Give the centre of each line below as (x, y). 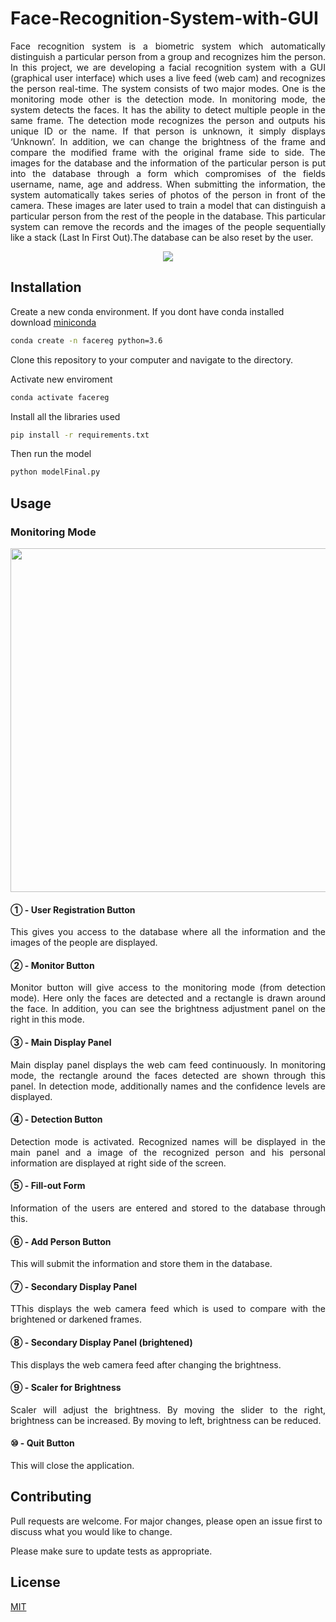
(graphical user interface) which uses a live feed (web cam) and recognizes (168, 78)
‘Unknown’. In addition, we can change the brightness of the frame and (168, 141)
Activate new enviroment (61, 379)
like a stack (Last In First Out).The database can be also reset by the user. (162, 237)
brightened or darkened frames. (76, 1319)
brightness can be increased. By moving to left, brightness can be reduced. (166, 1420)
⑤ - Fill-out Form (48, 1186)
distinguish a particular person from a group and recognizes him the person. (168, 56)
